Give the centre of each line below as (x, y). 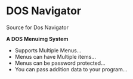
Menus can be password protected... (60, 63)
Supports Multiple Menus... (48, 50)
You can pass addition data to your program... (71, 69)
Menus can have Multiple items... (55, 56)
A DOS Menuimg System (37, 39)
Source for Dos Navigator (38, 27)
